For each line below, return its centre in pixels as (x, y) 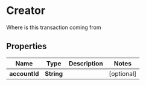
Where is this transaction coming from (54, 27)
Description (86, 63)
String (54, 73)
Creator (26, 11)
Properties (27, 46)
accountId (24, 73)
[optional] (123, 73)
